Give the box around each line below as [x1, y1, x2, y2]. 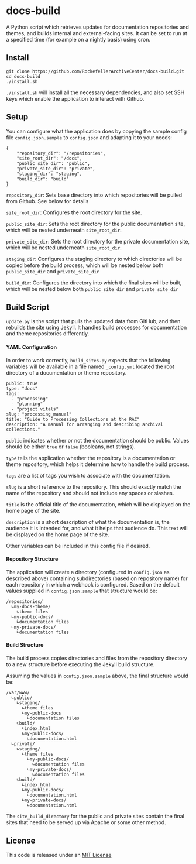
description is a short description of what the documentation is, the [6, 518, 170, 525]
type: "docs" [6, 385, 38, 392]
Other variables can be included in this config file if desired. [6, 542, 150, 549]
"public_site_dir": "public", [16, 160, 91, 166]
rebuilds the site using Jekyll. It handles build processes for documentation [6, 324, 187, 331]
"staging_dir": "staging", [16, 171, 82, 177]
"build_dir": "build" [16, 176, 69, 182]
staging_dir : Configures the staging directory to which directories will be [6, 255, 183, 262]
